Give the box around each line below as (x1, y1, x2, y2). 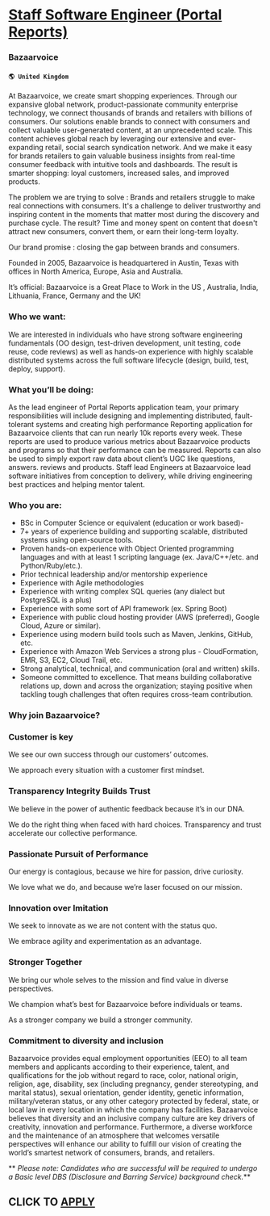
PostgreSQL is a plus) (19, 595, 93, 605)
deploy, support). (8, 363, 66, 373)
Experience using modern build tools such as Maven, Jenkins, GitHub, (19, 630, 254, 639)
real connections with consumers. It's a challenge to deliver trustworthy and (8, 201, 261, 211)
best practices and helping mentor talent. (8, 479, 145, 489)
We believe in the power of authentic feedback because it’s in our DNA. (8, 803, 246, 813)
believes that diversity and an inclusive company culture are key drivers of (8, 1113, 255, 1123)
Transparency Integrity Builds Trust (8, 786, 151, 797)
